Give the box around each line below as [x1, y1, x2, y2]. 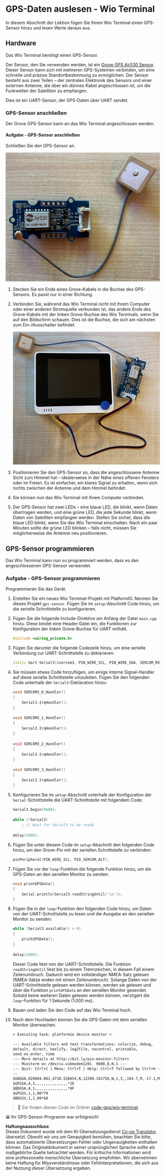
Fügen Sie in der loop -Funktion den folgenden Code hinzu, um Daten [12, 906, 152, 911]
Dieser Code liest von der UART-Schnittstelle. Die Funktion [12, 961, 131, 967]
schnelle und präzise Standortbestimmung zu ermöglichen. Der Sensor [5, 72, 149, 78]
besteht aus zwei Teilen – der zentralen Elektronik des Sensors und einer [5, 77, 152, 83]
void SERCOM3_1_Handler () [12, 716, 66, 721]
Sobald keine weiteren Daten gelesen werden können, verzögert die [12, 992, 150, 998]
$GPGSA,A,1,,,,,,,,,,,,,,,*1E [12, 1081, 75, 1086]
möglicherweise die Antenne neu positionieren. [12, 530, 108, 536]
